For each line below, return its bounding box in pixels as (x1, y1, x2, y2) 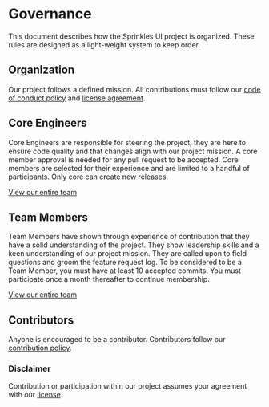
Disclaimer (8, 363, 51, 374)
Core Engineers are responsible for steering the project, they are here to (8, 137, 247, 147)
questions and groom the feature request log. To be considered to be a (8, 258, 243, 267)
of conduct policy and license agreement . (8, 93, 146, 103)
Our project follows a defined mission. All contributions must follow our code (8, 84, 261, 94)
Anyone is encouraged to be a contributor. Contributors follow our (8, 335, 226, 344)
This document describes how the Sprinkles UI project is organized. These (8, 31, 255, 41)
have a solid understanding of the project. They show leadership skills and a (8, 240, 259, 250)
